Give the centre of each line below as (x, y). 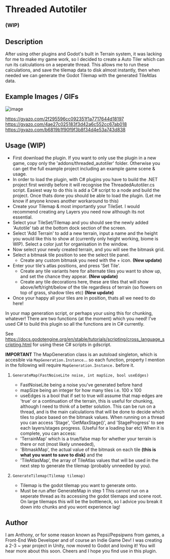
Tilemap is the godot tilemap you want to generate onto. (78, 485)
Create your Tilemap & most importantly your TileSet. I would (76, 206)
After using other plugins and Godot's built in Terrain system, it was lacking (83, 54)
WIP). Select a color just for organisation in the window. (70, 244)
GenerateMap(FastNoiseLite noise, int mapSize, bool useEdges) (81, 375)
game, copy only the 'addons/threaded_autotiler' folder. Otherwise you (86, 163)
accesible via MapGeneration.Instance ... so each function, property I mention (85, 360)
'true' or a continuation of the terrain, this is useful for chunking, (87, 401)
